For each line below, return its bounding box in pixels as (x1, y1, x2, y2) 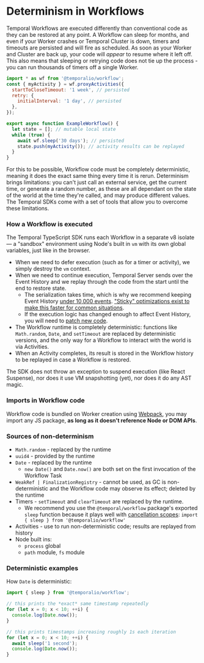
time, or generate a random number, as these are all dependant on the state (6, 185, 197, 193)
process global (24, 543, 61, 550)
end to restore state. (15, 284, 67, 292)
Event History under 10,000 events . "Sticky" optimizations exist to (24, 298, 190, 305)
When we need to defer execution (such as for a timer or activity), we (15, 259, 191, 266)
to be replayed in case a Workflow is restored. (15, 356, 131, 363)
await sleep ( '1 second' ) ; (12, 640, 78, 646)
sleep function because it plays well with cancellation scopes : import (24, 511, 199, 518)
